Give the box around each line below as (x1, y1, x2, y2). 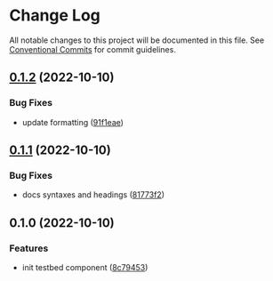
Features (9, 242, 49, 254)
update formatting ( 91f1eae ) (21, 116, 124, 127)
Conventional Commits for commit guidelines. (9, 44, 176, 54)
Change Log (9, 5, 100, 26)
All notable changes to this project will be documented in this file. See (9, 35, 265, 45)
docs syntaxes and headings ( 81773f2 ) (21, 189, 165, 200)
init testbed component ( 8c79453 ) (21, 262, 149, 272)
